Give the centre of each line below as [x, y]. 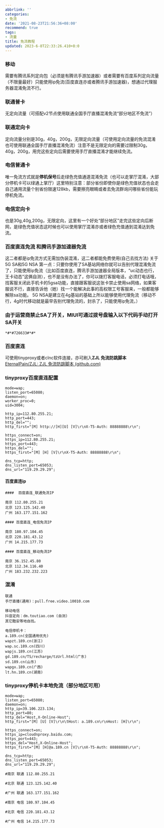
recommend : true [21, 28]
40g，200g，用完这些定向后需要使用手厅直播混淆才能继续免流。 [70, 151]
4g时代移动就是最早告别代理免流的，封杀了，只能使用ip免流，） [77, 301]
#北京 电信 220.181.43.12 [30, 812]
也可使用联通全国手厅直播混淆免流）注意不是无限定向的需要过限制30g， [78, 145]
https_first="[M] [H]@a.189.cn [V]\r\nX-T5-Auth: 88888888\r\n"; [73, 748]
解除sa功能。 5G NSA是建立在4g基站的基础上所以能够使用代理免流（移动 [79, 295]
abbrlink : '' [18, 10]
